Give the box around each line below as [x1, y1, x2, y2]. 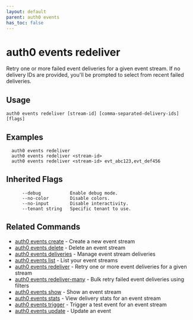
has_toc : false [6, 20, 44, 26]
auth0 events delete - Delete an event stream [14, 244, 126, 251]
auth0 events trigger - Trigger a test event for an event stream [14, 301, 167, 308]
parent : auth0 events [6, 14, 60, 20]
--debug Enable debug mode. [21, 190, 118, 196]
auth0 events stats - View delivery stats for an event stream [14, 294, 162, 302]
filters [14, 282, 30, 289]
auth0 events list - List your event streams [14, 256, 118, 263]
